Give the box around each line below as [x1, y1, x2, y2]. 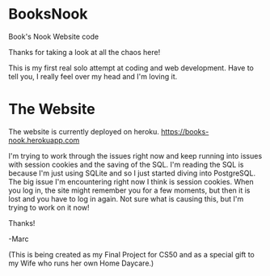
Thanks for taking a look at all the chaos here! [8, 47, 161, 57]
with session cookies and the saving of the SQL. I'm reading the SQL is [8, 159, 244, 169]
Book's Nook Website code [8, 32, 99, 41]
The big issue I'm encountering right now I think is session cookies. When [8, 176, 254, 186]
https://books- [160, 126, 209, 136]
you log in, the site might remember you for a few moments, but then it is [8, 185, 251, 195]
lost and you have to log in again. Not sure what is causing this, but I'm [8, 193, 244, 203]
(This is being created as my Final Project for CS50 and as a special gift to [8, 249, 255, 259]
